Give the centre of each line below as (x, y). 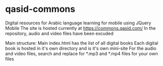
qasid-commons (40, 9)
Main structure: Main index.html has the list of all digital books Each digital (82, 43)
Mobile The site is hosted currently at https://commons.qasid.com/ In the (80, 28)
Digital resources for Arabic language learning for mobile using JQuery (78, 23)
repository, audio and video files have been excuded (59, 33)
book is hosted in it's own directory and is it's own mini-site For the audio (81, 48)
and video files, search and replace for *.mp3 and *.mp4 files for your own (81, 54)
